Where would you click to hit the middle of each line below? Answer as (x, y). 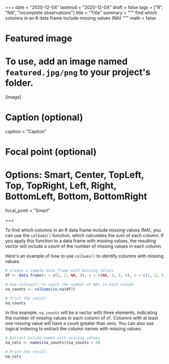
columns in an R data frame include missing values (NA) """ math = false (81, 18)
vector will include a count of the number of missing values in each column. (84, 246)
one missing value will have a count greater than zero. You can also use (79, 324)
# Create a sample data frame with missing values (60, 271)
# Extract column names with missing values (53, 338)
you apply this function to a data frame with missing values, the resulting (81, 241)
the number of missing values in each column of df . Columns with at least (82, 318)
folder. (19, 83)
